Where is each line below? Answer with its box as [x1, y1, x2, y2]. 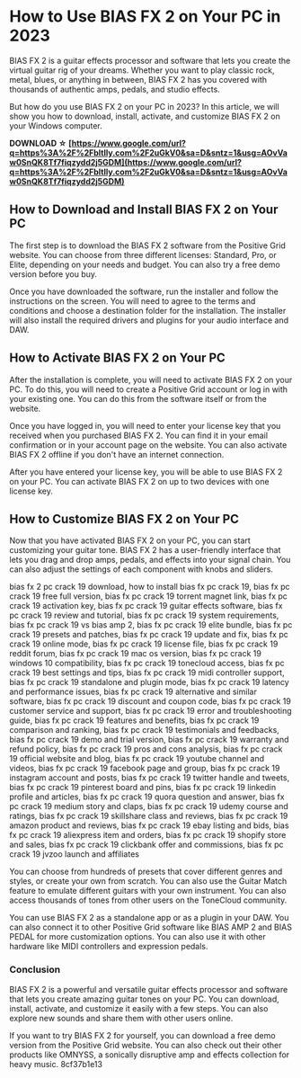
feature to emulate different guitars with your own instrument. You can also [9, 886, 287, 896]
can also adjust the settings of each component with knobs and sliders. [9, 564, 274, 575]
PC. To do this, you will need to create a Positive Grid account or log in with [9, 384, 288, 395]
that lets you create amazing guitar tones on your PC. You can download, [9, 993, 280, 1004]
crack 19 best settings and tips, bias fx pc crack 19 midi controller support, [9, 667, 285, 678]
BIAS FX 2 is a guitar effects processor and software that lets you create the [9, 55, 291, 66]
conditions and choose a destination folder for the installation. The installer [9, 305, 287, 316]
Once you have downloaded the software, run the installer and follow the [9, 286, 279, 297]
